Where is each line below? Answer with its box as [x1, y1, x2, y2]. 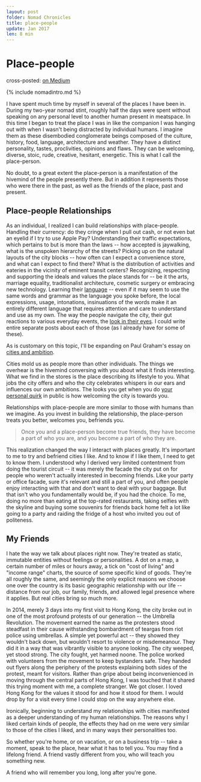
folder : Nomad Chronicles [6, 14, 71, 20]
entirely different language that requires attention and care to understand [6, 305, 187, 312]
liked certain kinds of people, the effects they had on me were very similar [6, 719, 190, 727]
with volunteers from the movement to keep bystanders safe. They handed [6, 657, 191, 664]
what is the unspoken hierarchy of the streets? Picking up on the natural [6, 247, 184, 254]
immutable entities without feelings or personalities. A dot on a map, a [6, 556, 179, 563]
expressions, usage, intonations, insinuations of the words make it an [6, 298, 177, 305]
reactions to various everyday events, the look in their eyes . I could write [6, 317, 186, 325]
